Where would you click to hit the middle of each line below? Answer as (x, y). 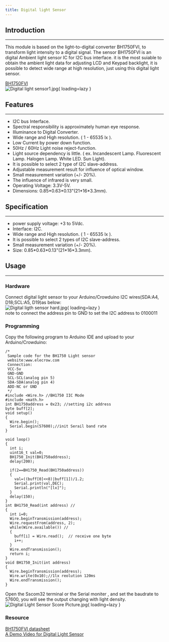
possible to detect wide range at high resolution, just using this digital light (82, 68)
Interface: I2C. (27, 229)
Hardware (18, 286)
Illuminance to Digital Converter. (46, 132)
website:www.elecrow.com (33, 360)
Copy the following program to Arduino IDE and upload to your (70, 337)
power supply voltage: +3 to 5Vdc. (48, 224)
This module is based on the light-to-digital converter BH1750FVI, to (76, 47)
